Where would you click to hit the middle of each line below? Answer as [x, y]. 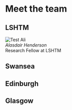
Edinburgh [22, 83]
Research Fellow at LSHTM [33, 50]
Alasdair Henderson [26, 45]
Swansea [20, 66]
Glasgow [19, 101]
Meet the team [36, 9]
